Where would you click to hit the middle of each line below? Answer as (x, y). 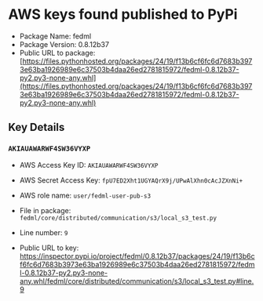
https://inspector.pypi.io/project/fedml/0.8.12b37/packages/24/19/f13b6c (137, 256)
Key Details (37, 127)
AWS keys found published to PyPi (123, 15)
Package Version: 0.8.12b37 (64, 44)
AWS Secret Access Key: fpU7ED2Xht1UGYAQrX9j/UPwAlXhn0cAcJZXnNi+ (131, 180)
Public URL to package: (57, 53)
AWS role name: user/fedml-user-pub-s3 (85, 195)
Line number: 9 (44, 232)
